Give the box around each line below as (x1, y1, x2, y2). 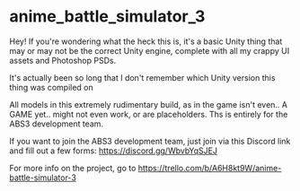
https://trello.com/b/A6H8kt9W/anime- (137, 162, 282, 173)
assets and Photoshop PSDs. (9, 55, 117, 65)
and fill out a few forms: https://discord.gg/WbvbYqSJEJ (9, 145, 218, 156)
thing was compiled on (9, 82, 94, 92)
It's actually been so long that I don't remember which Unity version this (9, 72, 276, 82)
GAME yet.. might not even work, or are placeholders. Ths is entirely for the (9, 109, 288, 119)
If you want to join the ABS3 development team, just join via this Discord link (9, 135, 291, 146)
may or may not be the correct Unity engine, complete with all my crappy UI (9, 45, 290, 56)
